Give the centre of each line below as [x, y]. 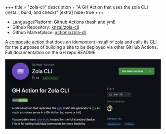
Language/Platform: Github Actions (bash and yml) [64, 22]
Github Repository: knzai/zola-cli [45, 27]
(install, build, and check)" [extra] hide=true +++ [55, 12]
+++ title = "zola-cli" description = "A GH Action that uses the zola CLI [77, 7]
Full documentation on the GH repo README [50, 52]
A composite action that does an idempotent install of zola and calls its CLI [81, 42]
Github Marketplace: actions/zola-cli [49, 32]
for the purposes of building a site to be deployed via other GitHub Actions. [82, 47]
